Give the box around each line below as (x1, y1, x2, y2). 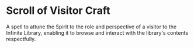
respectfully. (6, 35, 36, 42)
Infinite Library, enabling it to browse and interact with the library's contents (6, 29, 189, 36)
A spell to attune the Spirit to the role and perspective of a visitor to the (6, 23, 177, 30)
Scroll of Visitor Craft (6, 4, 110, 17)
